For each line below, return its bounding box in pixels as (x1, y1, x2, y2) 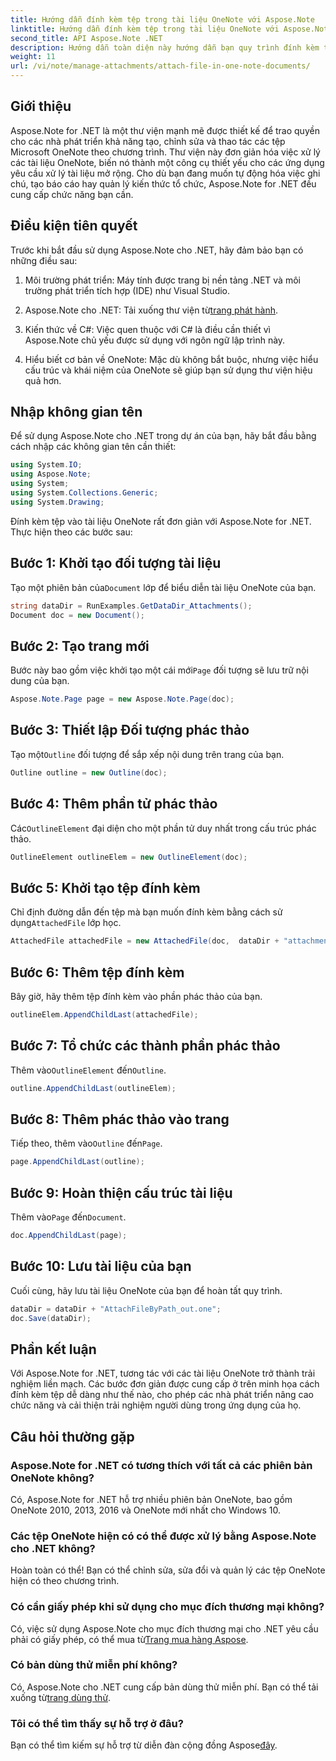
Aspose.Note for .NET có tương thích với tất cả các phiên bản (10, 1458, 313, 1472)
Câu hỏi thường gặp (10, 1428, 135, 1445)
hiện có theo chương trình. (10, 1575, 120, 1587)
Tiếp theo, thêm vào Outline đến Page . (10, 1137, 163, 1150)
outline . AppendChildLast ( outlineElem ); (10, 1083, 177, 1093)
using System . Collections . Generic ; (10, 488, 159, 498)
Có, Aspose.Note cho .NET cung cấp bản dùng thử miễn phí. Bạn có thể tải (10, 1681, 319, 1693)
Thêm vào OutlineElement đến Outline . (10, 1064, 167, 1076)
